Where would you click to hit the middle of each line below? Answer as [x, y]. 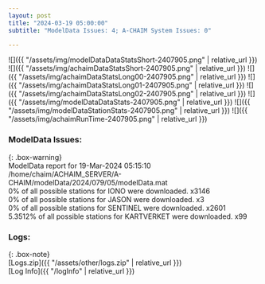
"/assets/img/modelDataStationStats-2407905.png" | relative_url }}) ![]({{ [128, 111]
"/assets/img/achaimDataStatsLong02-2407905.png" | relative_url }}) [132, 94]
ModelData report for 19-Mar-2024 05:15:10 [80, 165]
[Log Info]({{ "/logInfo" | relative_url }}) [72, 270]
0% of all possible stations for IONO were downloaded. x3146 [109, 191]
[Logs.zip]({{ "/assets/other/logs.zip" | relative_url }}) [95, 263]
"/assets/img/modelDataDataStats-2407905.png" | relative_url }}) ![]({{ [134, 102]
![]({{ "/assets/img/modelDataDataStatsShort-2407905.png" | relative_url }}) [133, 60]
